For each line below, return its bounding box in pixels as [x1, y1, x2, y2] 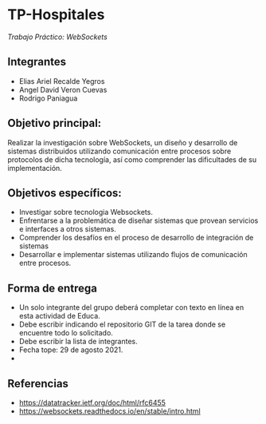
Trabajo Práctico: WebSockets [7, 32, 108, 42]
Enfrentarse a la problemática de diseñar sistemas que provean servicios [18, 216, 259, 225]
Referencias [7, 377, 69, 390]
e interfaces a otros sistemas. [18, 224, 116, 234]
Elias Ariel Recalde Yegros [18, 76, 105, 85]
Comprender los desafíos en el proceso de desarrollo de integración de [18, 233, 254, 243]
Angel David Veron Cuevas [18, 85, 108, 94]
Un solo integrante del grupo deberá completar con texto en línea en [18, 303, 244, 312]
